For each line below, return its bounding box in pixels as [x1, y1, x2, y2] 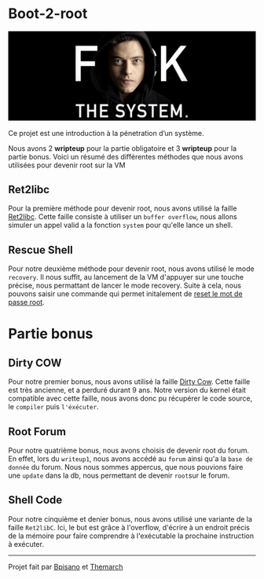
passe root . [8, 298, 45, 307]
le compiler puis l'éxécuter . [8, 402, 99, 412]
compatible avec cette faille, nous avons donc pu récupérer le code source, [8, 394, 253, 403]
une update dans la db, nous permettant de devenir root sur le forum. [8, 471, 230, 480]
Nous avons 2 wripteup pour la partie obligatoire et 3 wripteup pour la [8, 143, 237, 153]
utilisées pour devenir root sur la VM [8, 160, 126, 170]
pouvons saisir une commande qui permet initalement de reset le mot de [8, 289, 243, 299]
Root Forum [8, 425, 67, 438]
